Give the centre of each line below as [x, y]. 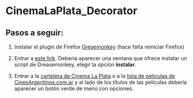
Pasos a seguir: [34, 33]
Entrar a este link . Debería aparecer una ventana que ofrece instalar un [100, 58]
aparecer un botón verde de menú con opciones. [74, 89]
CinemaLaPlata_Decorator [71, 11]
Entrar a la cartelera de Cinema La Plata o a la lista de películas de [94, 76]
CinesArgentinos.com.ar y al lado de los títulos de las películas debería [100, 82]
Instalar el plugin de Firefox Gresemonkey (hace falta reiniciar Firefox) [99, 47]
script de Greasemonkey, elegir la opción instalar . [75, 64]
